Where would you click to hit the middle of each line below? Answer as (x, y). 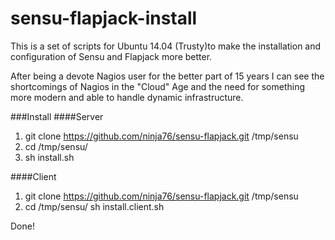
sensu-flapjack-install (104, 18)
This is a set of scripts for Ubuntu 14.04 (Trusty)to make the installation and (166, 46)
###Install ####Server (57, 116)
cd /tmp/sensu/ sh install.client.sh (94, 206)
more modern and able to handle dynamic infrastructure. (127, 97)
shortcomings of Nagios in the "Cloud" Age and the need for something (157, 86)
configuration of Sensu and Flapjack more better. (111, 56)
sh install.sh (49, 157)
